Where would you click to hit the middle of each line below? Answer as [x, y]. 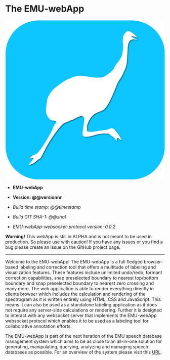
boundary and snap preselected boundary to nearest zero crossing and [80, 283]
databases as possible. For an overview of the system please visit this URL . [84, 352]
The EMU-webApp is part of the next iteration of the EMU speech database [84, 336]
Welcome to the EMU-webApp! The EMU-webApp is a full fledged [74, 261]
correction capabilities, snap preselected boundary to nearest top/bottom [82, 278]
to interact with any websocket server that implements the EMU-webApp [81, 315]
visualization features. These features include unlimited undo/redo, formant [84, 272]
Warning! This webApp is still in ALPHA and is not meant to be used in [78, 236]
